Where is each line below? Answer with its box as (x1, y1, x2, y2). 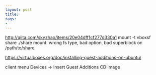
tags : (5, 16, 16, 21)
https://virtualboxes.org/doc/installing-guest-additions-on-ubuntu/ (5, 55, 142, 61)
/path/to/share (5, 45, 35, 51)
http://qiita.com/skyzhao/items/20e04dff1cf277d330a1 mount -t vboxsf (5, 35, 151, 40)
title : (5, 12, 19, 17)
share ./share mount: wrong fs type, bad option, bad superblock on (5, 40, 143, 46)
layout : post (5, 7, 32, 12)
